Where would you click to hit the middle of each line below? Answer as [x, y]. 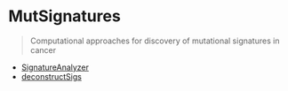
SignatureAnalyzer [55, 67]
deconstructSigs [51, 76]
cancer [43, 49]
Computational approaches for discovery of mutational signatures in [155, 41]
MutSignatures [64, 16]
